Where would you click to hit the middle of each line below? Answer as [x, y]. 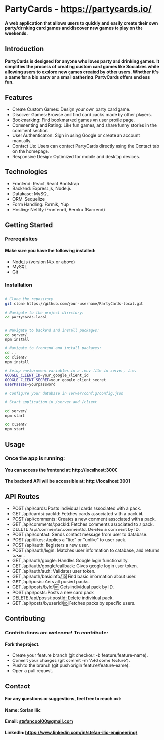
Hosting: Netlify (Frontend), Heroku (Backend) [59, 210]
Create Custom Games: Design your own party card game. [71, 109]
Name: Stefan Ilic [23, 710]
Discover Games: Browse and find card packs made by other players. [82, 114]
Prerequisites [21, 239]
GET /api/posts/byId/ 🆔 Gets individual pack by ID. [63, 587]
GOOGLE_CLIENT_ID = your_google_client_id [47, 375]
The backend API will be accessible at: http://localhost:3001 [68, 481]
